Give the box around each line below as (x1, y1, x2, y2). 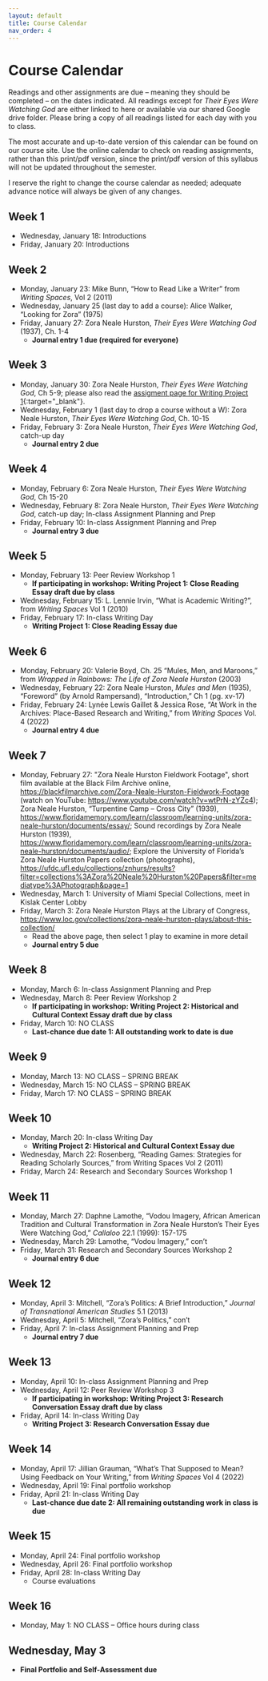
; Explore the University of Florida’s (129, 846, 245, 856)
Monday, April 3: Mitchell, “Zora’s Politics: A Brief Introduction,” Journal (19, 1298, 255, 1308)
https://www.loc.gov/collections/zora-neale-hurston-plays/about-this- (19, 914, 252, 924)
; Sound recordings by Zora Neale (130, 821, 242, 830)
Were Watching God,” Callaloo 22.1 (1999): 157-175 (19, 1228, 187, 1238)
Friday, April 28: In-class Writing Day (19, 1567, 142, 1577)
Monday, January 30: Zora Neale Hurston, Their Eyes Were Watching (19, 379, 248, 389)
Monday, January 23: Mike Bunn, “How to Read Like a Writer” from (19, 283, 240, 293)
